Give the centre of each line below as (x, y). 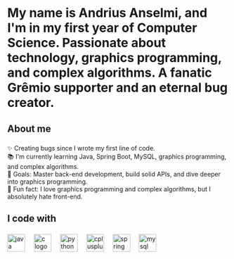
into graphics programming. (47, 182)
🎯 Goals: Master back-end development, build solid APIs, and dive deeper (114, 174)
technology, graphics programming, (115, 58)
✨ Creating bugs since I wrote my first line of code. (82, 148)
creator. (31, 103)
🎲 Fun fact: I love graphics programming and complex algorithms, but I (109, 189)
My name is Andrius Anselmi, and (108, 13)
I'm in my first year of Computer (102, 28)
